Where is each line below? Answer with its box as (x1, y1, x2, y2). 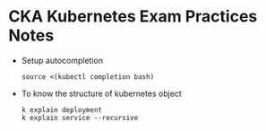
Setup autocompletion (21, 55, 104, 65)
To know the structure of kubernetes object (21, 88, 183, 99)
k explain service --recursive (21, 113, 139, 122)
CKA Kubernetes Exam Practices (8, 6, 258, 27)
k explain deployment (21, 105, 102, 114)
